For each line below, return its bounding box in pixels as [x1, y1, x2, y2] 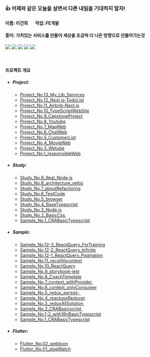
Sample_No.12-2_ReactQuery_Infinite [19, 247, 96, 253]
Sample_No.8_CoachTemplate [19, 274, 81, 280]
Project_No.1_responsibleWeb [19, 150, 81, 157]
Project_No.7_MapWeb [19, 124, 66, 130]
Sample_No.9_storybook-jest [19, 269, 80, 275]
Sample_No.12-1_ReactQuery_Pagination [19, 252, 103, 258]
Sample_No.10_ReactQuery [19, 263, 76, 269]
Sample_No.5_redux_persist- [19, 290, 80, 296]
